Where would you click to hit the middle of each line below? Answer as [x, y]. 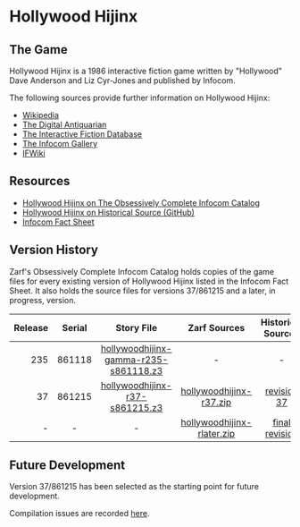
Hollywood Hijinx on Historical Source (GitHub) [108, 212]
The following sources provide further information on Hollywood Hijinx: [140, 98]
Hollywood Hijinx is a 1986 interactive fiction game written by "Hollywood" [146, 71]
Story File [137, 327]
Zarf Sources [217, 327]
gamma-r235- [136, 360]
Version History [54, 250]
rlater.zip [217, 433]
